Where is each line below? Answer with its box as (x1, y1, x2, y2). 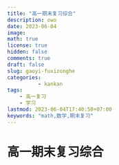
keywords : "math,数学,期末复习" (7, 112, 94, 119)
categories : (7, 74, 41, 81)
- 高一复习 (19, 93, 47, 100)
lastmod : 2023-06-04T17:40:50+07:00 (7, 106, 112, 113)
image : (7, 29, 26, 36)
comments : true (7, 55, 51, 62)
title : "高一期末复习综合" (7, 10, 76, 17)
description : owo (7, 16, 57, 23)
